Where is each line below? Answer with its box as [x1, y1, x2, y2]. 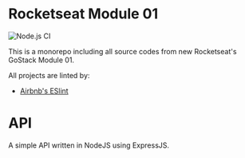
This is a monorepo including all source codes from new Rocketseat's [8, 46, 237, 56]
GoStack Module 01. [8, 55, 74, 65]
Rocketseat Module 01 [8, 5, 159, 23]
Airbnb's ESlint [19, 85, 69, 96]
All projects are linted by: [8, 70, 90, 80]
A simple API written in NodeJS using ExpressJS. [8, 140, 170, 150]
